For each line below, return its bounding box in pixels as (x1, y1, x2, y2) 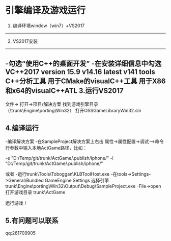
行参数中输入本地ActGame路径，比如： (5, 144, 88, 151)
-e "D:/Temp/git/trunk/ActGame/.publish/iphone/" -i (5, 155, 113, 161)
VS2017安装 (12, 38, 38, 44)
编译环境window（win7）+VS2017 (12, 22, 85, 29)
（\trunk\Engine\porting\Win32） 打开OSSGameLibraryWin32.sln (5, 107, 141, 113)
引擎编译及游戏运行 (5, 5, 86, 16)
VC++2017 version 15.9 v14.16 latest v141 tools (5, 67, 155, 77)
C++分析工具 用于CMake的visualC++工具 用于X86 (5, 77, 166, 86)
